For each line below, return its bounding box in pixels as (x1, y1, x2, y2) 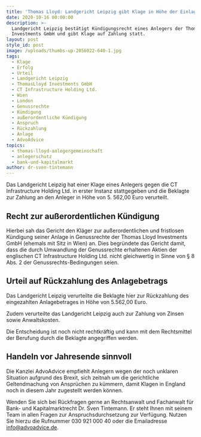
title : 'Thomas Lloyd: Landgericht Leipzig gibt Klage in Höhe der (6, 8, 178, 15)
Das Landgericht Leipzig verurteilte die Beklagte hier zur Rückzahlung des (6, 292, 189, 299)
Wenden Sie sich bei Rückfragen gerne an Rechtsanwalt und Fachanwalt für (6, 398, 194, 405)
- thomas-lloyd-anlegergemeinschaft (11, 148, 103, 154)
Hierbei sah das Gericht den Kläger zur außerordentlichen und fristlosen (6, 227, 184, 234)
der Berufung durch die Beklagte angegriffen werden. (6, 334, 139, 341)
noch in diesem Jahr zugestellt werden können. (6, 387, 124, 394)
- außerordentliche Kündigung (11, 114, 87, 120)
